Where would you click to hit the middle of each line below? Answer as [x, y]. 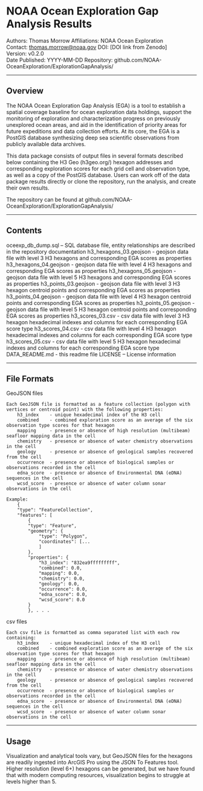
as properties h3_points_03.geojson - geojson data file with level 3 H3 [93, 283]
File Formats [30, 379]
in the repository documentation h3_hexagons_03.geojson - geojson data [98, 251]
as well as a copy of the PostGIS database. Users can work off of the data [98, 175]
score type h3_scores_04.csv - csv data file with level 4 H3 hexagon [91, 328]
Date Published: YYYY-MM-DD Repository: [60, 60]
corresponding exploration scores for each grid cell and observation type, [98, 168]
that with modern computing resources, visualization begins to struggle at [98, 775]
